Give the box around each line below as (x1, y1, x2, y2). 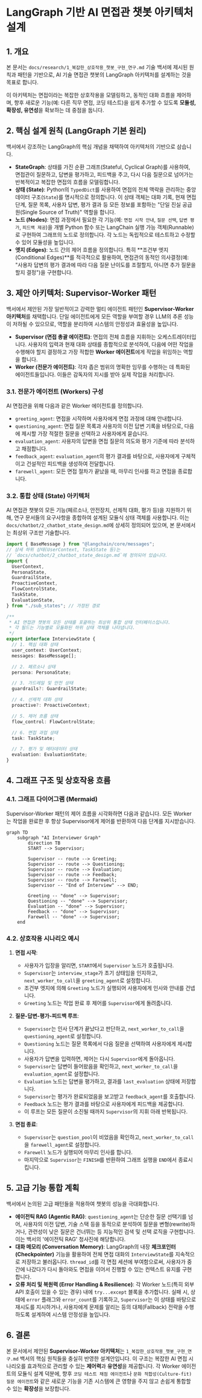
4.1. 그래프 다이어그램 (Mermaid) (6, 795, 98, 803)
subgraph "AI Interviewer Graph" (17, 835, 101, 841)
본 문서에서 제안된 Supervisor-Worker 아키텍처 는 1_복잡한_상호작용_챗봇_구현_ (6, 1347, 188, 1355)
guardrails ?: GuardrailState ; (11, 686, 87, 692)
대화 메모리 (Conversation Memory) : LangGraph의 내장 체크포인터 (14, 1243, 176, 1250)
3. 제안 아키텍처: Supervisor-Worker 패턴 (6, 288, 157, 298)
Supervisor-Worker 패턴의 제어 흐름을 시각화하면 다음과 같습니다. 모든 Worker (6, 810, 192, 817)
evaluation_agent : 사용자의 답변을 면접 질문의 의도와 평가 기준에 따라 (14, 437, 179, 445)
